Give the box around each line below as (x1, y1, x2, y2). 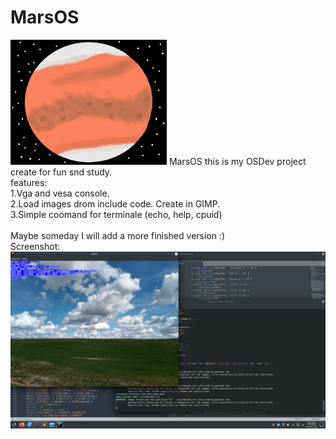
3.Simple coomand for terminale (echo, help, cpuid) (10, 208, 223, 220)
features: (10, 176, 48, 188)
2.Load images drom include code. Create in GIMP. (10, 197, 221, 210)
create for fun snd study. (10, 166, 113, 178)
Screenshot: (10, 240, 61, 252)
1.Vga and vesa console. (10, 187, 110, 199)
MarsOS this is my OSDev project (168, 155, 307, 167)
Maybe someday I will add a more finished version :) (10, 229, 226, 241)
